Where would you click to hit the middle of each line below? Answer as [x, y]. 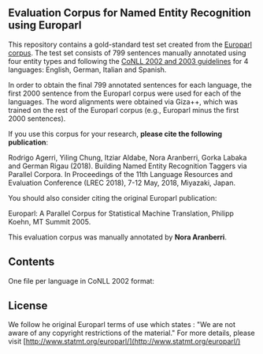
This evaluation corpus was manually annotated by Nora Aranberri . [117, 237]
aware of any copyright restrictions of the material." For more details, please [131, 333]
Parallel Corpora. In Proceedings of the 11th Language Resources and [120, 174]
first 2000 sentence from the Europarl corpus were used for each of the [125, 93]
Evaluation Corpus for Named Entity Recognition [130, 13]
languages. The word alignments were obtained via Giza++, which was [123, 101]
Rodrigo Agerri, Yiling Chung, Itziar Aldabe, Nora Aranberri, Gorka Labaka [128, 157]
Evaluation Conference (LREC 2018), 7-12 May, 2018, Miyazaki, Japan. [122, 183]
